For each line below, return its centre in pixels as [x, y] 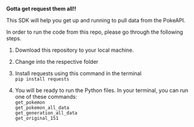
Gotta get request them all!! [41, 9]
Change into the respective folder [57, 62]
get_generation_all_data [46, 113]
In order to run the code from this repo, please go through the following [95, 32]
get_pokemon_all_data [42, 108]
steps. [14, 38]
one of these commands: [46, 97]
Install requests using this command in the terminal [78, 73]
